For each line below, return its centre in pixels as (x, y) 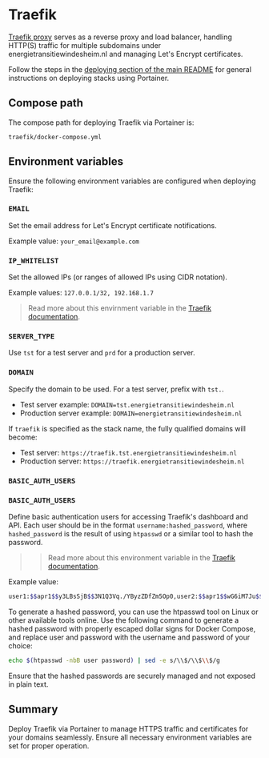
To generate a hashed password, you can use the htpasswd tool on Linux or (133, 612)
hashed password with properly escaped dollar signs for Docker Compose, (132, 628)
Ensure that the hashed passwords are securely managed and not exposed (132, 676)
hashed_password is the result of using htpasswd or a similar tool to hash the (131, 533)
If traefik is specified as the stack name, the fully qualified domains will (127, 428)
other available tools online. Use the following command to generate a (124, 620)
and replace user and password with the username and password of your (129, 637)
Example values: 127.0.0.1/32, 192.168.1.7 (81, 293)
